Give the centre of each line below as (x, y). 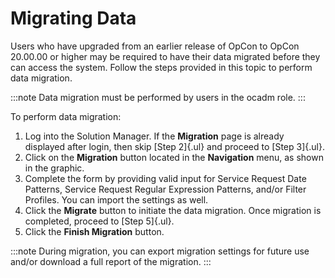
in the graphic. (54, 168)
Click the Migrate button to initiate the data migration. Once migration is (173, 210)
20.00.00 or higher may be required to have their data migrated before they (165, 56)
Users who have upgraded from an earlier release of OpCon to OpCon (155, 46)
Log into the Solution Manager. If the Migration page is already (154, 136)
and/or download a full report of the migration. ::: (111, 261)
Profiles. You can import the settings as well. (116, 199)
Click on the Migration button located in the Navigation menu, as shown (174, 157)
